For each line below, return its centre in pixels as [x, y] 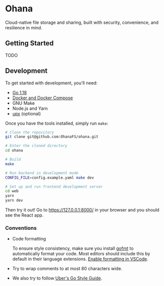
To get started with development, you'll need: [51, 83]
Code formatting [29, 239]
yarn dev [14, 201]
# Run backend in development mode [42, 173]
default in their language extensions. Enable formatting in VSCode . [80, 259]
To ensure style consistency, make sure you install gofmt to [73, 248]
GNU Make [24, 103]
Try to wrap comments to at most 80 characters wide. [67, 269]
